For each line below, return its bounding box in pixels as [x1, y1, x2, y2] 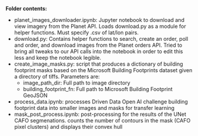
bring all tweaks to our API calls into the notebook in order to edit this [14, 48, 183, 55]
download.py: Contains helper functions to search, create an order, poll [14, 35, 189, 42]
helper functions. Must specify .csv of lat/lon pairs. [14, 29, 139, 36]
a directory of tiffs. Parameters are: [14, 73, 100, 80]
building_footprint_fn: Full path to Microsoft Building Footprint [23, 86, 173, 92]
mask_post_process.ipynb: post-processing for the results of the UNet [14, 111, 186, 118]
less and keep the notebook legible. [14, 54, 101, 61]
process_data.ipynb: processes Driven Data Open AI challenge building [14, 98, 188, 105]
